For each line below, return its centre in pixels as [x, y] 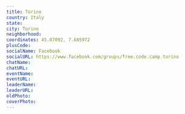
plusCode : [19, 46]
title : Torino [24, 12]
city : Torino [23, 29]
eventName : [20, 74]
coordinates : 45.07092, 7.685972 [48, 40]
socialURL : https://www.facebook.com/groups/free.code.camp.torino [93, 57]
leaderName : [21, 85]
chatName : [19, 62]
